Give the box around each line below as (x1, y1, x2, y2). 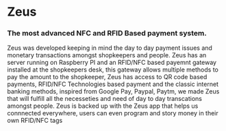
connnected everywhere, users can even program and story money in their (7, 109, 219, 117)
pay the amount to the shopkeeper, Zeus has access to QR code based (7, 73, 208, 81)
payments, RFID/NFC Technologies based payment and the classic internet (7, 80, 219, 89)
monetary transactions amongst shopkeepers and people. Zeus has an (7, 51, 207, 59)
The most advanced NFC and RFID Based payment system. (7, 29, 207, 38)
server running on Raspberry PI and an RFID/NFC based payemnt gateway (7, 59, 217, 67)
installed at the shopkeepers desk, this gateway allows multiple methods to (7, 65, 219, 74)
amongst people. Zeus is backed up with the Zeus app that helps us (7, 102, 199, 110)
